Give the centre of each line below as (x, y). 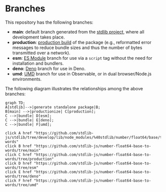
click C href (19, 154)
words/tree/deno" (23, 176)
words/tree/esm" (22, 168)
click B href (19, 146)
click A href (19, 133)
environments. (27, 79)
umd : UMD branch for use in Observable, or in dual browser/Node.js (82, 74)
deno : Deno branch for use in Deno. (49, 68)
